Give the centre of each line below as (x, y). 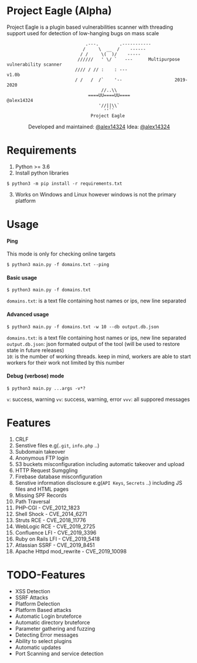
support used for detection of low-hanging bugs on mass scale (83, 33)
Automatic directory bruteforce (52, 622)
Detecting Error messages (47, 635)
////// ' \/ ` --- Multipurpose (129, 59)
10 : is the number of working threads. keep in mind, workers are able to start (99, 356)
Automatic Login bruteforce (48, 616)
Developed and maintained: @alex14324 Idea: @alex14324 (99, 127)
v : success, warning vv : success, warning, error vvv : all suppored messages (98, 399)
